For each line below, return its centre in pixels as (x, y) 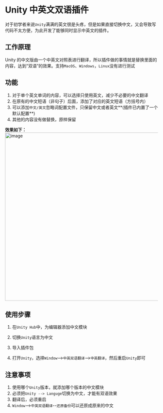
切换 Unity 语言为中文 (33, 337)
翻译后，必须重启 (29, 399)
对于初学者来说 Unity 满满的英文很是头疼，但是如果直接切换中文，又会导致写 (81, 24)
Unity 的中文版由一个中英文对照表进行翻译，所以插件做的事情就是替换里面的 (81, 60)
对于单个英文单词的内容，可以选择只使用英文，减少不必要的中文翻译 (80, 95)
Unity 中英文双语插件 (47, 10)
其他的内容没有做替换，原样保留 (44, 119)
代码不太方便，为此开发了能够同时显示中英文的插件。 (58, 30)
